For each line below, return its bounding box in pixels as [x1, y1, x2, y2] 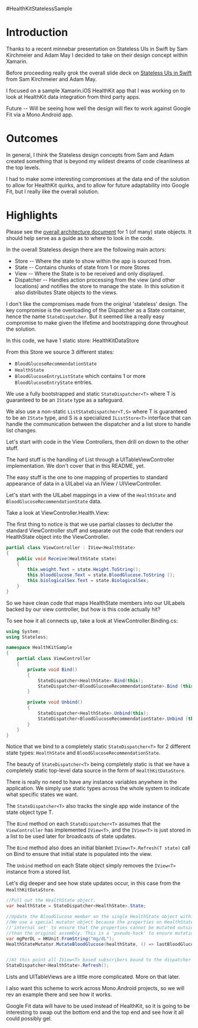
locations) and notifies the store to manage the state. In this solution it [14, 282, 184, 289]
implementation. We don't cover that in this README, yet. [6, 462, 146, 469]
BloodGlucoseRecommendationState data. [6, 497, 102, 505]
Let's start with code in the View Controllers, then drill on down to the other [6, 438, 189, 445]
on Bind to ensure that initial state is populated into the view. [6, 851, 152, 858]
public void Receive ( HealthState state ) [16, 555, 117, 561]
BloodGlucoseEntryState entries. [14, 379, 93, 386]
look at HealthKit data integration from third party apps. [6, 93, 140, 100]
